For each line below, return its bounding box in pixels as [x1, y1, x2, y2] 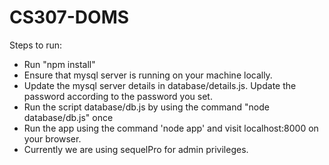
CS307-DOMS [9, 6, 130, 29]
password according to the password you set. [23, 90, 213, 102]
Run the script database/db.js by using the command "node [23, 101, 270, 113]
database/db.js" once [23, 111, 114, 123]
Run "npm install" [23, 58, 96, 70]
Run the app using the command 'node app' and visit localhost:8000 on [23, 122, 319, 134]
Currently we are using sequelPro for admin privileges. [23, 143, 249, 155]
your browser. [23, 132, 82, 145]
